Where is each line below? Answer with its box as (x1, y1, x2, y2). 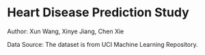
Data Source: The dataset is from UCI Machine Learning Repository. (7, 40, 198, 48)
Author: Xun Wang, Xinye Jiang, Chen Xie (7, 27, 124, 35)
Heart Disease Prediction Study (7, 5, 189, 20)
